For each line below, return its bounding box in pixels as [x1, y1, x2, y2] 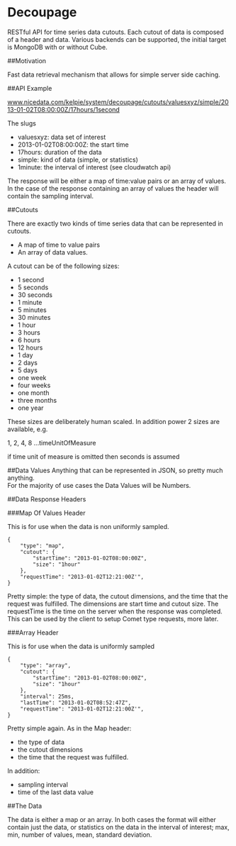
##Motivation [7, 56, 47, 65]
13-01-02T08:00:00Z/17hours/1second [7, 105, 120, 113]
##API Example [7, 84, 52, 92]
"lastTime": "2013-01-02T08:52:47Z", [20, 699, 132, 706]
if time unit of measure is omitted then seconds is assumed [7, 452, 180, 461]
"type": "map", [20, 542, 65, 550]
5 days [17, 366, 38, 374]
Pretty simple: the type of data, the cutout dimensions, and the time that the [7, 591, 228, 600]
